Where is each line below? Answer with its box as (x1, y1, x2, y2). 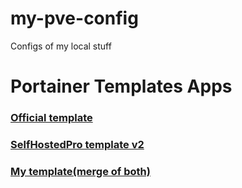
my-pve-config (10, 7, 139, 30)
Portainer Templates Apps (10, 75, 233, 98)
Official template (10, 111, 93, 125)
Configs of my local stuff (10, 40, 112, 52)
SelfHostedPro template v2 (10, 137, 145, 151)
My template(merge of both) (10, 164, 151, 178)
